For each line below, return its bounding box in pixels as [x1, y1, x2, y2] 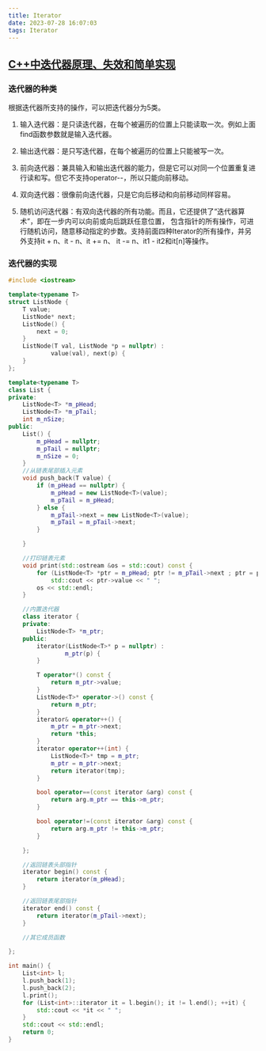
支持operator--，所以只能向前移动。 [74, 173, 193, 183]
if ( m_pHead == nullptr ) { [36, 482, 126, 490]
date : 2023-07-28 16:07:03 [8, 19, 97, 27]
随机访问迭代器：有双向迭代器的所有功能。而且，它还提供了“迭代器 [19, 207, 238, 216]
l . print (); [22, 991, 59, 1000]
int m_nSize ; [22, 415, 66, 423]
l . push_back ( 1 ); [22, 977, 77, 985]
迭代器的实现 [8, 258, 58, 269]
